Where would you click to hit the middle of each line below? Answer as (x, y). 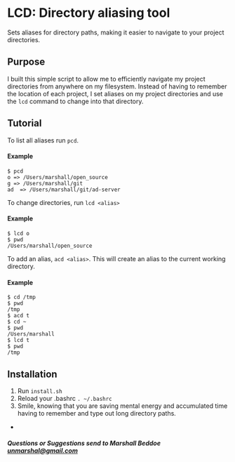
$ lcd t (19, 341)
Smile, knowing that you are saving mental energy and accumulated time (122, 406)
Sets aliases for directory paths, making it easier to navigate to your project (116, 32)
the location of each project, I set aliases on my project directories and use (115, 93)
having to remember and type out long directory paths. (97, 413)
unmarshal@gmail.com (43, 450)
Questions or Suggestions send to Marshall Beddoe (84, 443)
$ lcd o (19, 233)
